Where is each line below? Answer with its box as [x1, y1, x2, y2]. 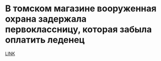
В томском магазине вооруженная [5, 3, 157, 14]
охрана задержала [5, 13, 87, 25]
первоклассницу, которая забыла [5, 24, 152, 35]
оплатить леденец [5, 34, 85, 46]
